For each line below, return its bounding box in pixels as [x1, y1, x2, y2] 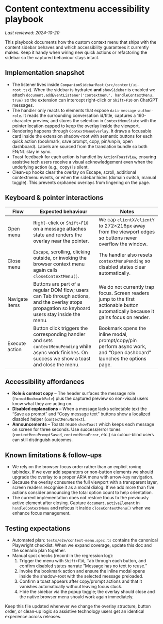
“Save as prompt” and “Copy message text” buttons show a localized [12, 411, 150, 417]
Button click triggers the [33, 325, 88, 331]
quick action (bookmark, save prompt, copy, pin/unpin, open [12, 138, 133, 144]
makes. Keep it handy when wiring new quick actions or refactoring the [5, 49, 147, 55]
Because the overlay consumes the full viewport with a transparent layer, [12, 479, 158, 485]
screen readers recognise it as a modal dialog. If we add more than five [12, 484, 155, 491]
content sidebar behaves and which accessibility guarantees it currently [5, 44, 149, 50]
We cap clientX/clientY [98, 216, 155, 223]
